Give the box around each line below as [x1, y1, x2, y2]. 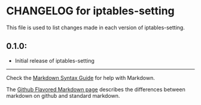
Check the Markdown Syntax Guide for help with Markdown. [6, 74, 156, 81]
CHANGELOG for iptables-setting [6, 4, 175, 18]
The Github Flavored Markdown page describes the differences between [6, 85, 185, 93]
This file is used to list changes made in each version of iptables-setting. [6, 24, 185, 31]
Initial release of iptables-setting [14, 57, 95, 64]
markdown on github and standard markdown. [6, 92, 120, 99]
